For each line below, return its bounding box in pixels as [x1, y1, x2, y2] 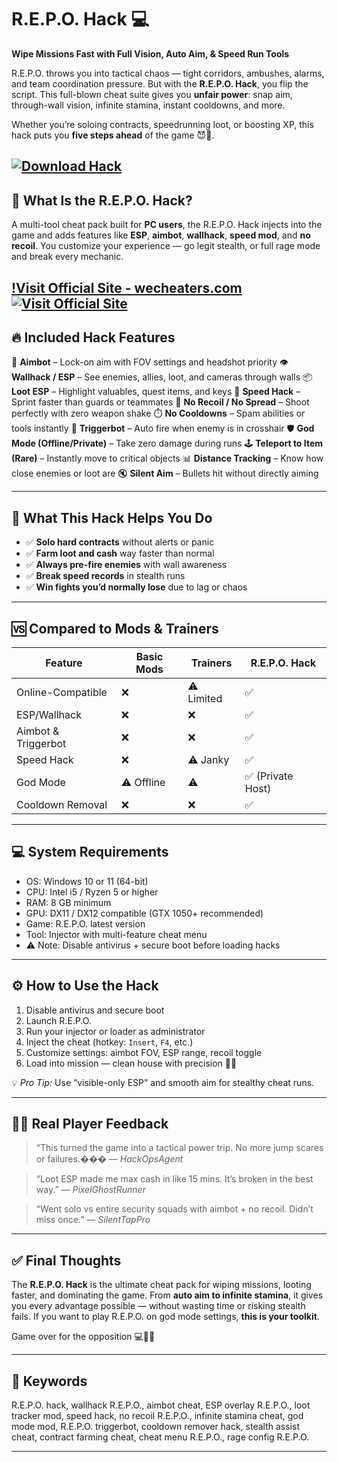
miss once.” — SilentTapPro [35, 1214, 151, 1226]
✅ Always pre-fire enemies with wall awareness [25, 559, 228, 571]
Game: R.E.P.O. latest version [25, 917, 146, 930]
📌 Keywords [11, 1372, 88, 1390]
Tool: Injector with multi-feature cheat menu [25, 928, 208, 940]
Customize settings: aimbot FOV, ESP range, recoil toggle [25, 1046, 263, 1058]
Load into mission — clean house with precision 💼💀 [25, 1057, 238, 1069]
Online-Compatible [16, 685, 108, 699]
